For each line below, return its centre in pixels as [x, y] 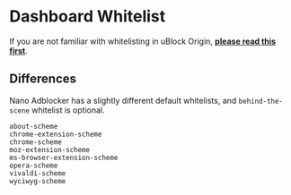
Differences [43, 79]
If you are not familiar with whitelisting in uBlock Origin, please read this [143, 41]
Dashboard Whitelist [88, 17]
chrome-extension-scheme [56, 134]
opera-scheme [34, 165]
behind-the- [261, 101]
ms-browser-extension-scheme [64, 157]
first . [19, 50]
